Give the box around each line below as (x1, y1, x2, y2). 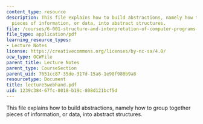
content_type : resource (6, 8, 66, 15)
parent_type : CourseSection (6, 65, 77, 71)
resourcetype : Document (6, 76, 66, 82)
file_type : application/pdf (6, 31, 77, 38)
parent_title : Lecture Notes (6, 59, 80, 65)
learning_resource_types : (6, 37, 71, 43)
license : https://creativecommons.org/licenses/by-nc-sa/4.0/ (6, 48, 166, 54)
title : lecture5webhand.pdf (6, 82, 77, 88)
